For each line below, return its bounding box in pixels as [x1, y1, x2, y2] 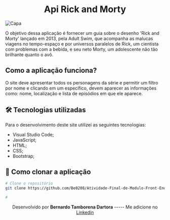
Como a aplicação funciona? [5, 66, 97, 75]
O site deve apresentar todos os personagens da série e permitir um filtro [5, 79, 158, 85]
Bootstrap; [12, 153, 35, 159]
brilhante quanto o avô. [5, 52, 54, 58]
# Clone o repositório [5, 181, 53, 186]
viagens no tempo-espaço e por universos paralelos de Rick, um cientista [5, 40, 159, 47]
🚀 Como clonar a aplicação [5, 167, 91, 176]
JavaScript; [12, 137, 37, 143]
